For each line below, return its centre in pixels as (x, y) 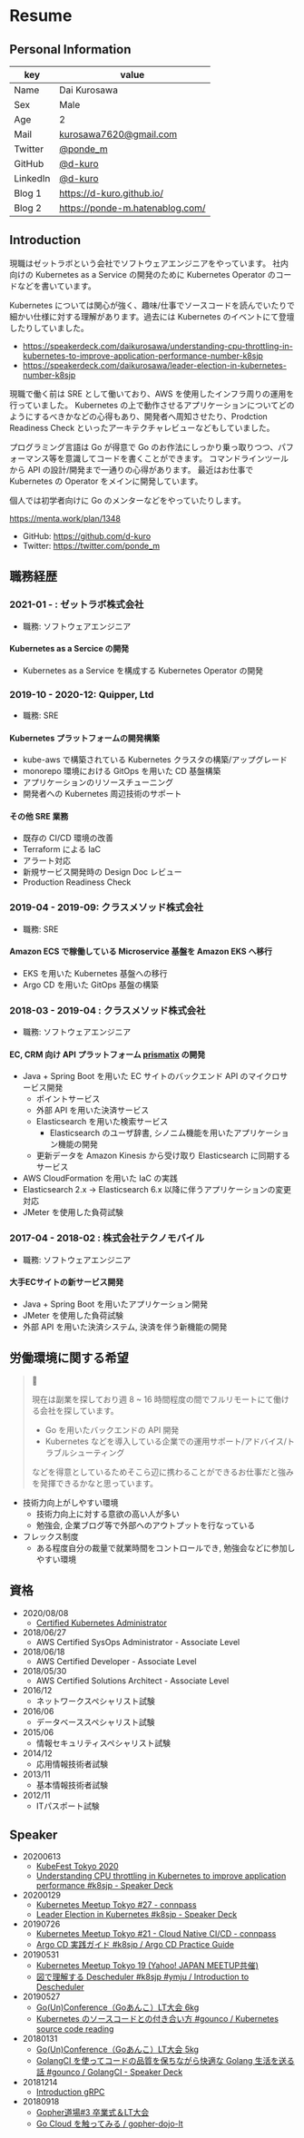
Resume (41, 16)
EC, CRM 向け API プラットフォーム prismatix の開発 (108, 1054)
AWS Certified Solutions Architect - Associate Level (132, 1681)
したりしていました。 (49, 328)
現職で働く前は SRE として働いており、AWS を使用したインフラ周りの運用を (152, 393)
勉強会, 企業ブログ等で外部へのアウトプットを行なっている (146, 1525)
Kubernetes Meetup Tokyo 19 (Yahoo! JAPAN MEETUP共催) (147, 1966)
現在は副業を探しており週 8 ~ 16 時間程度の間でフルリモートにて (152, 1399)
